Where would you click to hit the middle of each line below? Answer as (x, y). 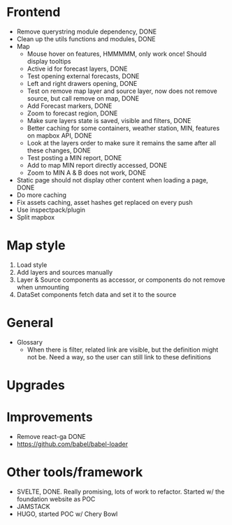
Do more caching (42, 195)
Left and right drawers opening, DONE (82, 83)
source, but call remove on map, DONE (83, 98)
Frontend (34, 12)
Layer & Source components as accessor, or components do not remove (121, 280)
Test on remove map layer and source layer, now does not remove (122, 91)
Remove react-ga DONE (51, 436)
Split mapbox (36, 217)
